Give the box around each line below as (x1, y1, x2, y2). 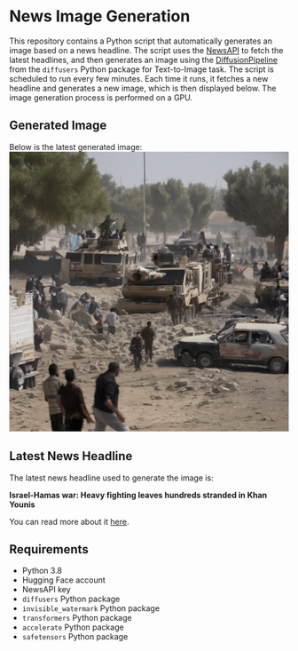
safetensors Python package (21, 631, 129, 642)
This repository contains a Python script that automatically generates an (9, 36, 273, 46)
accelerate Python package (21, 622, 124, 632)
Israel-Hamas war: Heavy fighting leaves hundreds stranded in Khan (9, 489, 268, 500)
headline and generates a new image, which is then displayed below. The (9, 83, 277, 93)
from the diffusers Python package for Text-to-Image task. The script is (9, 64, 275, 75)
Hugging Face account (21, 575, 106, 585)
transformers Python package (21, 613, 132, 623)
